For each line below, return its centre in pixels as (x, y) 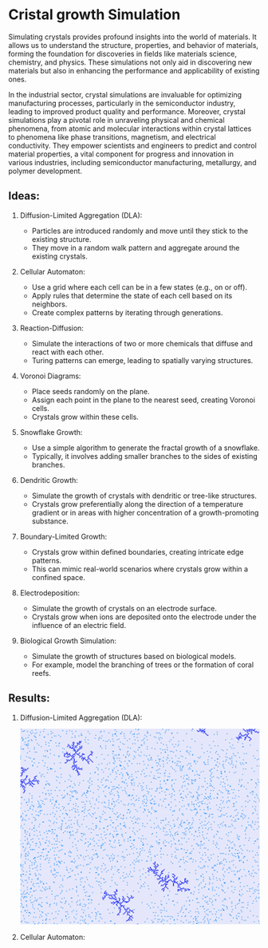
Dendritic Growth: (49, 480)
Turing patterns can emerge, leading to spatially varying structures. (142, 360)
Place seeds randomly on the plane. (91, 391)
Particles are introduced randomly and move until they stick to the (140, 231)
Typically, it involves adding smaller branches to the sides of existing (144, 456)
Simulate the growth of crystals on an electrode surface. (124, 608)
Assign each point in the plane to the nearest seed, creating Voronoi (143, 400)
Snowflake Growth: (51, 432)
